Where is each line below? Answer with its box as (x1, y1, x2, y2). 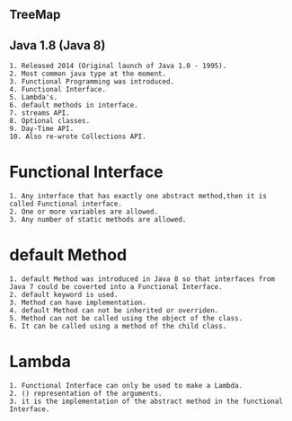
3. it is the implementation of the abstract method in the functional (9, 397, 283, 407)
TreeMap (9, 7, 61, 22)
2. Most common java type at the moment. (9, 69, 167, 79)
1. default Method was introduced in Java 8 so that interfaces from (9, 275, 276, 284)
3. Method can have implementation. (9, 298, 146, 308)
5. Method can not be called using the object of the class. (9, 314, 243, 323)
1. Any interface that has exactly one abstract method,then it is (9, 192, 268, 201)
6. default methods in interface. (9, 101, 139, 110)
